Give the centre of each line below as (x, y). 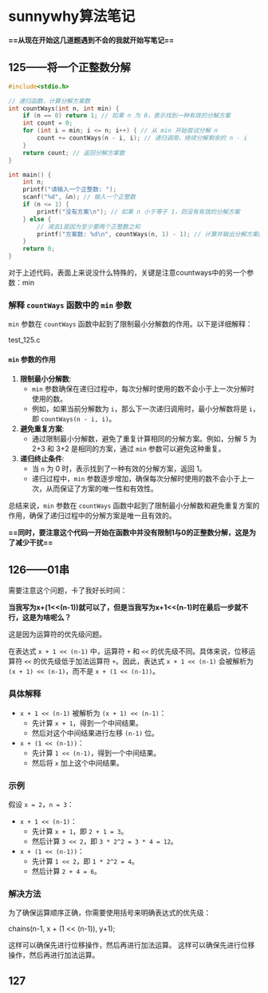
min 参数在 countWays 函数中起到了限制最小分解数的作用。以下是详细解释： (130, 324)
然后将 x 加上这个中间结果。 (77, 762)
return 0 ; (39, 249)
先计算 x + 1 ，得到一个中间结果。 (87, 722)
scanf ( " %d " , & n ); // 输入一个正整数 (79, 197)
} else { (37, 219)
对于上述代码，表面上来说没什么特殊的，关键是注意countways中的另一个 (128, 273)
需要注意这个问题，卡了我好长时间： (68, 591)
